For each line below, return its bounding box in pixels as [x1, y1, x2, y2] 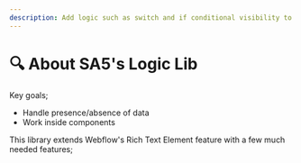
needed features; [9, 143, 74, 154]
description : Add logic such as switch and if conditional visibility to [9, 13, 293, 23]
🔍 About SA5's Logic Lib [9, 53, 198, 74]
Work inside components [22, 116, 115, 127]
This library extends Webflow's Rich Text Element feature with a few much [9, 134, 286, 145]
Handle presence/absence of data [22, 107, 150, 118]
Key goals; [9, 89, 49, 100]
